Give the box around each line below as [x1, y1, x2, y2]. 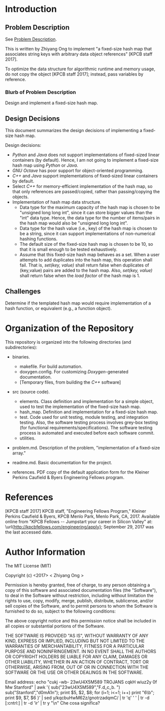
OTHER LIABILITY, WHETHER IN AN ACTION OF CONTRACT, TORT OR [5, 659, 149, 665]
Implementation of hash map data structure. [12, 199, 102, 205]
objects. [12, 194, 29, 200]
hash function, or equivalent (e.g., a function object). [5, 305, 112, 311]
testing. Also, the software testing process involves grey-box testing [19, 419, 158, 425]
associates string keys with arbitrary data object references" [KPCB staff [5, 51, 153, 57]
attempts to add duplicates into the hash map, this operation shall [19, 257, 153, 263]
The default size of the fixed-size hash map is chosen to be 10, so [19, 241, 154, 247]
